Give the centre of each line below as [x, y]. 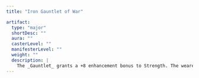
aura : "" [22, 39]
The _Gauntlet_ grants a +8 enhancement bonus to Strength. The [98, 66]
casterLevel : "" [31, 44]
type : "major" [29, 28]
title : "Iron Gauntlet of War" [45, 11]
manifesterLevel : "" [37, 50]
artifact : [18, 22]
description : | [30, 60]
